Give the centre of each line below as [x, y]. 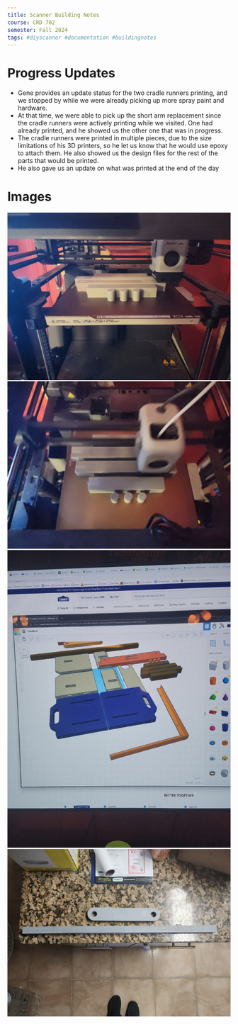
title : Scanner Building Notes [53, 15]
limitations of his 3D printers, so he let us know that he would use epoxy [123, 146]
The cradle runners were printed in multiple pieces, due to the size [115, 138]
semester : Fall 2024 [38, 30]
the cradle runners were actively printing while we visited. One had [115, 123]
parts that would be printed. [58, 161]
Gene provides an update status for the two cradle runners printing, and [123, 93]
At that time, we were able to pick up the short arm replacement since [119, 116]
